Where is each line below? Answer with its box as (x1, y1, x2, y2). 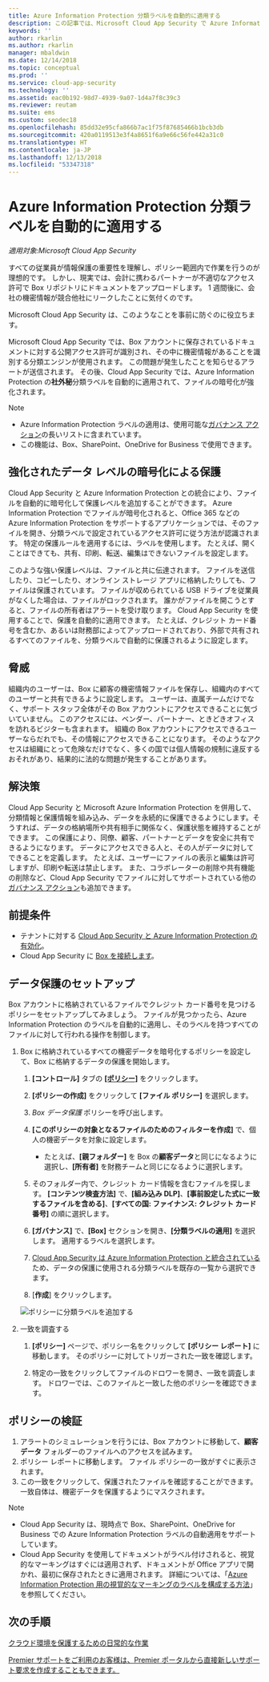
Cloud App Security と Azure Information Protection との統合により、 (8, 488, 237, 498)
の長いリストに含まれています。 (41, 430, 146, 439)
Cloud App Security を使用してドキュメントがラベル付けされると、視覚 (19, 1549, 255, 1559)
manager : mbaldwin (8, 49, 70, 57)
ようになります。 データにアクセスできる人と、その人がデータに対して (22, 842, 255, 852)
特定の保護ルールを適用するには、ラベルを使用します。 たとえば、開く (23, 538, 257, 547)
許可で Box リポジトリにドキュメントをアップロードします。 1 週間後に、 (8, 283, 248, 292)
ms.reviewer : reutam (8, 101, 78, 109)
